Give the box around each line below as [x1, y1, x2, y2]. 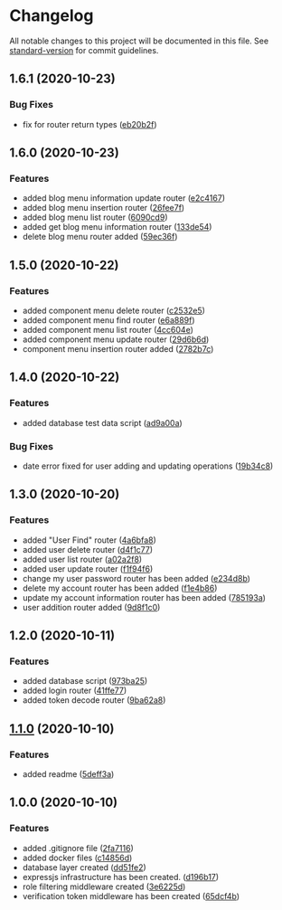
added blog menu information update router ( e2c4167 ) [22, 193, 226, 204]
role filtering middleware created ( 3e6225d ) [22, 881, 186, 892]
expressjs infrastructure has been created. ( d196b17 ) [22, 871, 220, 882]
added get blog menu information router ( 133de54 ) [22, 222, 212, 232]
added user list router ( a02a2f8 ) [22, 554, 143, 564]
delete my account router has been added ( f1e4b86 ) [22, 583, 218, 593]
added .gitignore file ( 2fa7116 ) [22, 842, 134, 853]
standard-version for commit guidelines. [9, 44, 159, 55]
